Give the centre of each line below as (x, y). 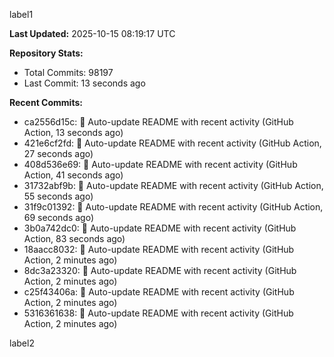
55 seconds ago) (58, 196)
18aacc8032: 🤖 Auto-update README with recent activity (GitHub (159, 249)
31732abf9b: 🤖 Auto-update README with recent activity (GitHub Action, (173, 185)
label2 (22, 343)
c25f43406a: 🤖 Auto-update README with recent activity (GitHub (159, 292)
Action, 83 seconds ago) (74, 238)
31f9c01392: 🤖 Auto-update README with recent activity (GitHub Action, (173, 207)
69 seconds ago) (59, 217)
